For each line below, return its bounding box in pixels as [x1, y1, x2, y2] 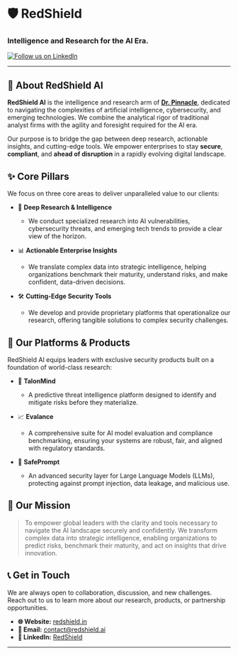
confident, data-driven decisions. [28, 278, 126, 287]
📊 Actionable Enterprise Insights [17, 246, 118, 255]
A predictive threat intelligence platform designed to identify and [28, 390, 217, 399]
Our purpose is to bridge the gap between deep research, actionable [7, 134, 208, 143]
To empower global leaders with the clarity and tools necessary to [24, 518, 218, 527]
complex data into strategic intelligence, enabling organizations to [24, 533, 217, 542]
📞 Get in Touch [7, 570, 70, 582]
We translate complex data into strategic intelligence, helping [28, 262, 207, 271]
